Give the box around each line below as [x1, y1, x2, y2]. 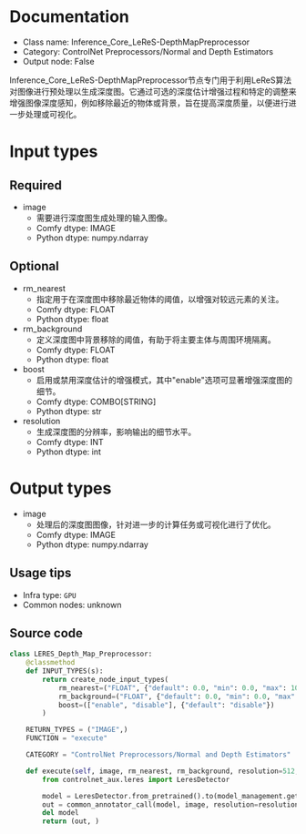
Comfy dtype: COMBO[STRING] [36, 396, 157, 407]
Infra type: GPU [22, 589, 76, 600]
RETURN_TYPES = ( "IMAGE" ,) [25, 726, 128, 735]
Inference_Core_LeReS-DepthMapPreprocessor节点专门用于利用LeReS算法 [9, 75, 292, 86]
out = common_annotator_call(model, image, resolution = [42, 799, 259, 809]
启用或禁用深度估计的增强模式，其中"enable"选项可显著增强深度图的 [36, 374, 293, 385]
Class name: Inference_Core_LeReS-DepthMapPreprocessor [22, 36, 250, 47]
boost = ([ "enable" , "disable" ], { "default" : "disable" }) [57, 700, 275, 709]
